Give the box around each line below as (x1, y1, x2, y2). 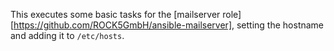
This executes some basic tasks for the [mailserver (10, 9, 221, 20)
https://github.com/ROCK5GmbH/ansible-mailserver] (13, 19, 232, 31)
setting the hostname (236, 19, 325, 31)
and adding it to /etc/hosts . (10, 30, 125, 41)
